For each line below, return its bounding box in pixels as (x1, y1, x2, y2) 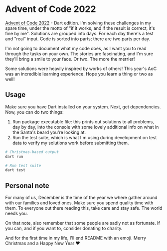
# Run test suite (5, 163, 41, 168)
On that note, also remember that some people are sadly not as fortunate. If (5, 220, 161, 226)
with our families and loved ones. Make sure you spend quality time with (5, 200, 154, 206)
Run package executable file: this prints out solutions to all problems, (12, 118, 155, 125)
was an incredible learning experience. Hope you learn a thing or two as (5, 71, 153, 77)
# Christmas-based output (5, 149, 59, 155)
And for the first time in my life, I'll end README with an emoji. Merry (5, 235, 146, 241)
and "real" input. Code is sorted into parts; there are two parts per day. (5, 36, 151, 42)
